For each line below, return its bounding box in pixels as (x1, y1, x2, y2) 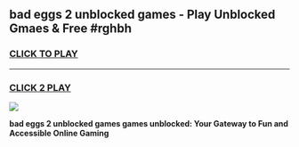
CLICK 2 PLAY (9, 81, 71, 94)
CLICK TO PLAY (9, 48, 78, 61)
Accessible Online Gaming (9, 127, 109, 138)
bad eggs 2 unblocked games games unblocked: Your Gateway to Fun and (9, 118, 289, 128)
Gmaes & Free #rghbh (9, 21, 132, 37)
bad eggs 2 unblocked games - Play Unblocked (9, 7, 276, 22)
